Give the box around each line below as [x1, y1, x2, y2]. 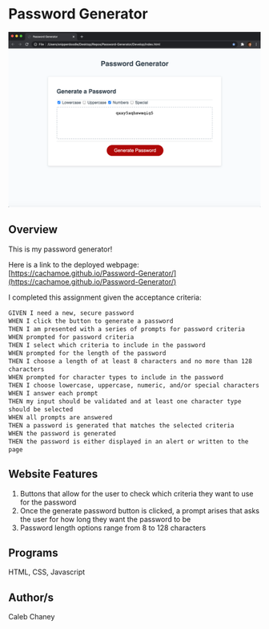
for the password [19, 497, 77, 507]
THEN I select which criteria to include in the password [8, 341, 206, 349]
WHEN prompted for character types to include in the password [8, 373, 224, 382]
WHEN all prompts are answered [8, 413, 113, 422]
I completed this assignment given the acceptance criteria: [8, 292, 202, 302]
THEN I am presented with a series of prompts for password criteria [8, 325, 246, 333]
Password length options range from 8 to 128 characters [19, 523, 207, 533]
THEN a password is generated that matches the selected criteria [8, 421, 235, 430]
